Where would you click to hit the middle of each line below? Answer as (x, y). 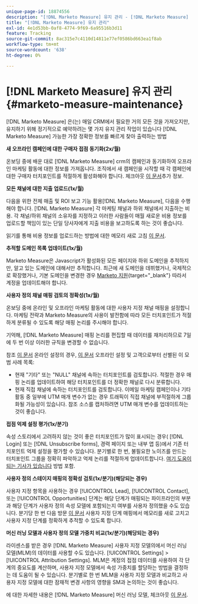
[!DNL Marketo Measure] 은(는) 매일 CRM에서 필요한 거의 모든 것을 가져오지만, (98, 121)
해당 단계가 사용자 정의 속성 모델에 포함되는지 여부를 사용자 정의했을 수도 (95, 505)
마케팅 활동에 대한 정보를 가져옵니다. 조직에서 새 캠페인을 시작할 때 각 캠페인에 (102, 168)
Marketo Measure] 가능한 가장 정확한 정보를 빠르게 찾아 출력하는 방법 (86, 136)
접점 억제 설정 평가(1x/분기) (37, 424)
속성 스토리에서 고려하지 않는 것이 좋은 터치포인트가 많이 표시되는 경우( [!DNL (95, 436)
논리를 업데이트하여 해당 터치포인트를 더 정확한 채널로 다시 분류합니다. (101, 382)
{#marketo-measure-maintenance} (95, 104)
